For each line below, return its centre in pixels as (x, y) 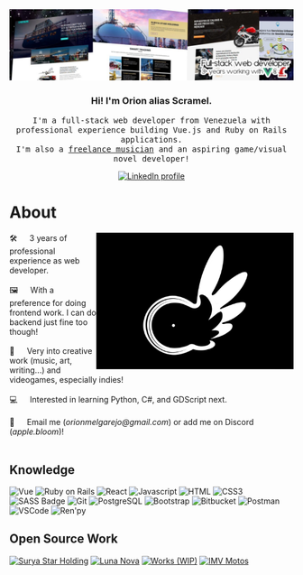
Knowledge (42, 470)
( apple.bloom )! (37, 431)
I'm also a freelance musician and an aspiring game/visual (151, 149)
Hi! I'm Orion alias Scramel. (151, 100)
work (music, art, (41, 361)
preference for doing (48, 303)
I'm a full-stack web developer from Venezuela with (151, 121)
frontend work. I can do (53, 313)
